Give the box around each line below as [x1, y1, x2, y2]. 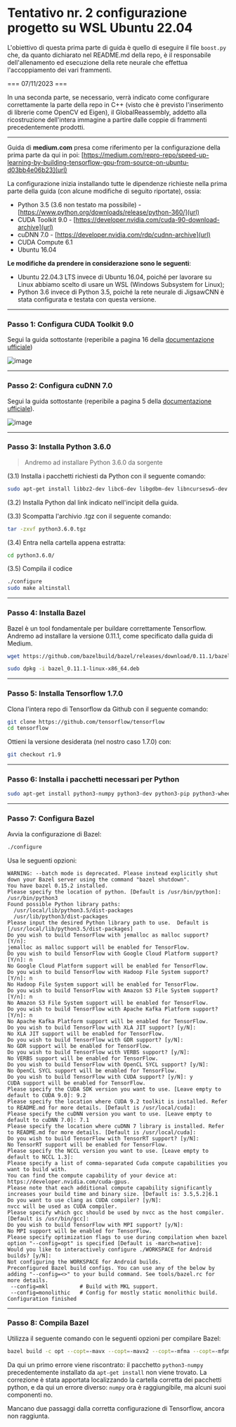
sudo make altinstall [7, 585, 71, 592]
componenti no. [7, 1390, 53, 1399]
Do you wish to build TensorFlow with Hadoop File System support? [7, 968, 209, 975]
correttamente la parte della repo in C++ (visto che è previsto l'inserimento [7, 100, 223, 109]
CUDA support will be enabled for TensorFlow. [7, 1080, 146, 1087]
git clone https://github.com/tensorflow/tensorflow [7, 718, 165, 725]
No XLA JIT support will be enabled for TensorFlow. [7, 1030, 165, 1037]
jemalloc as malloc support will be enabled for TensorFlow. [7, 944, 190, 951]
